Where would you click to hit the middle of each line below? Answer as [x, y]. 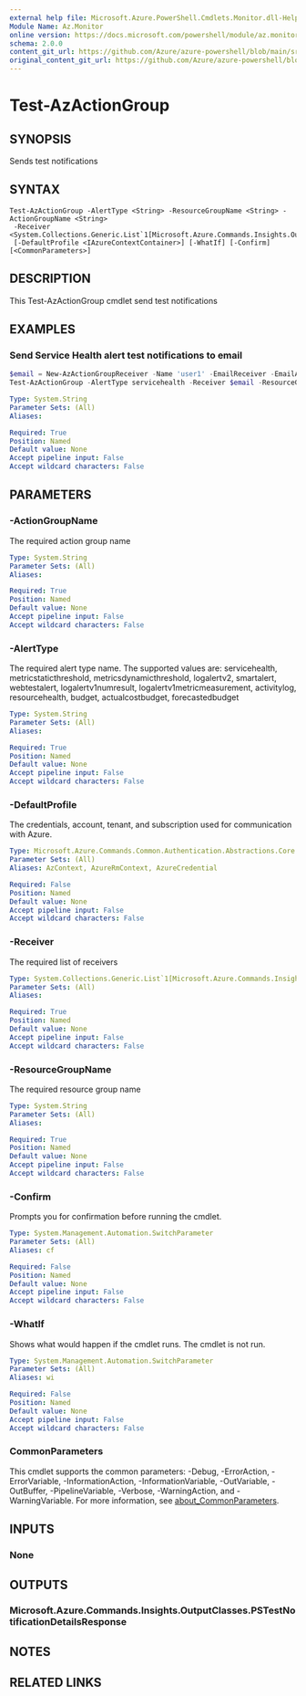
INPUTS [32, 1529]
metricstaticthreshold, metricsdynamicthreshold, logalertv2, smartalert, [143, 678]
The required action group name [70, 540]
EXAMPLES [42, 330]
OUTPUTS [39, 1585]
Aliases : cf [32, 1250]
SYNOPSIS [41, 139]
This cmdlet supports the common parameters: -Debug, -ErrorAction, [140, 1471]
